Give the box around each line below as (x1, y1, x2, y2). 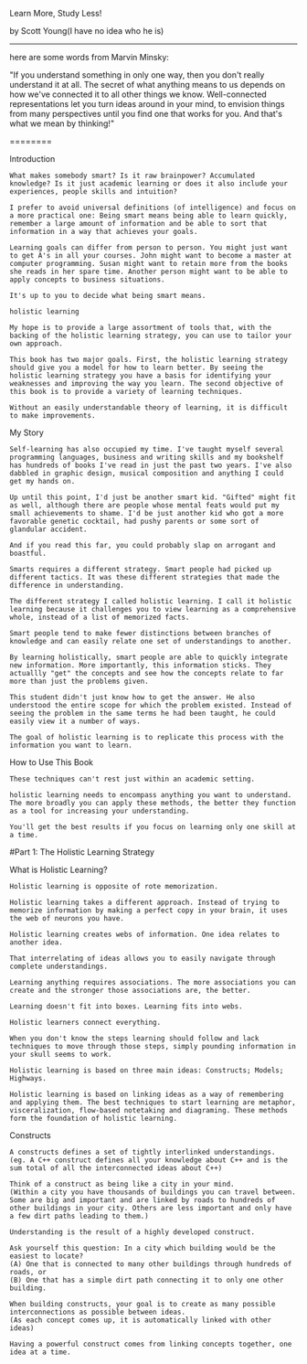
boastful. (9, 549, 48, 558)
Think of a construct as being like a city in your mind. (9, 1179, 235, 1188)
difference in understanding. (9, 581, 125, 590)
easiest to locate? (9, 1252, 84, 1261)
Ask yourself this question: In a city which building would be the (9, 1243, 276, 1252)
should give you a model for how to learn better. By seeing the (9, 363, 263, 372)
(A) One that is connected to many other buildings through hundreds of (9, 1260, 292, 1269)
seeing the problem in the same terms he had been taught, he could (9, 709, 276, 718)
